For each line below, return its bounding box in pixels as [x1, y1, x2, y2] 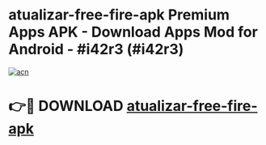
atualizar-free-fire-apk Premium [8, 6, 230, 24]
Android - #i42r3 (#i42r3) [8, 41, 184, 58]
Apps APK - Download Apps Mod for [8, 23, 259, 41]
